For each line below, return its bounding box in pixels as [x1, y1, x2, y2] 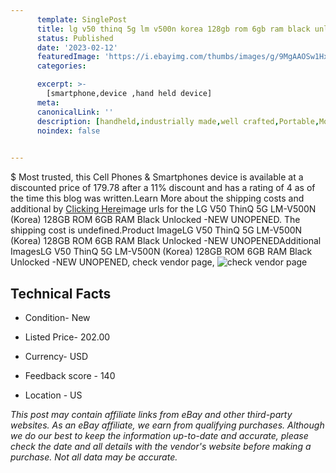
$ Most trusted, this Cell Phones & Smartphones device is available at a [10, 171, 304, 183]
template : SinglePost [36, 14, 128, 25]
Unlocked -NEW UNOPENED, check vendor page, [10, 256, 215, 268]
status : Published [36, 33, 114, 43]
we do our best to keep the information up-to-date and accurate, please [10, 429, 309, 441]
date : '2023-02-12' [36, 42, 118, 53]
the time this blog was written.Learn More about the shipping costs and [10, 192, 305, 205]
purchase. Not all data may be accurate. [10, 451, 178, 463]
